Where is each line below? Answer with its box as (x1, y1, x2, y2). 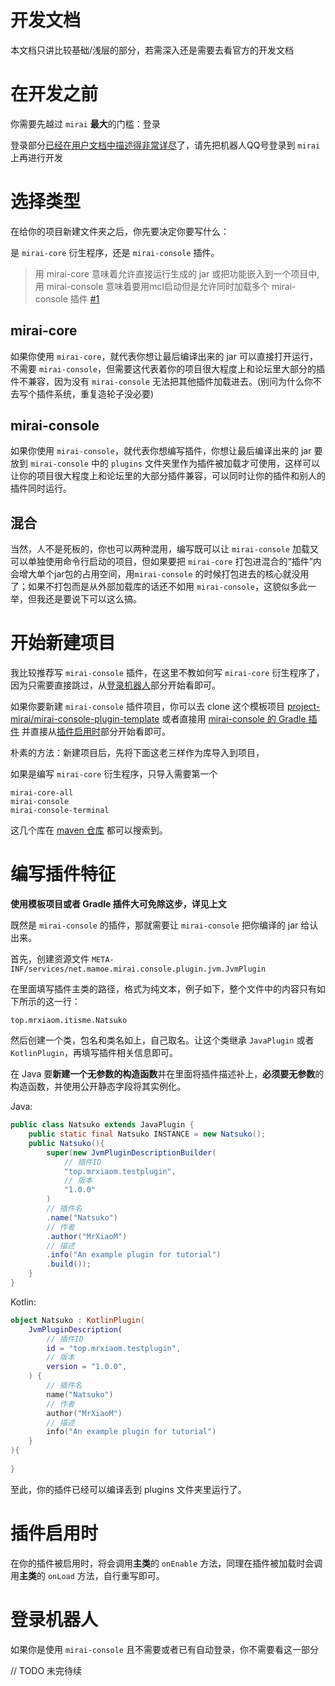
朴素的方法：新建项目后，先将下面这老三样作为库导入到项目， (10, 747, 265, 759)
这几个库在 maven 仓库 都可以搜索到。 (10, 824, 168, 836)
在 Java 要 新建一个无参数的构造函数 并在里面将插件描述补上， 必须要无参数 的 (10, 1068, 325, 1080)
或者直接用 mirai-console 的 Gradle (161, 713, 307, 725)
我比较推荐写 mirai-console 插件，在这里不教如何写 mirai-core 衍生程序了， (10, 667, 325, 679)
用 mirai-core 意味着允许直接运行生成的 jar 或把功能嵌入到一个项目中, (34, 267, 320, 280)
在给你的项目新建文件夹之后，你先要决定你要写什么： (10, 225, 230, 237)
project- (286, 701, 321, 713)
